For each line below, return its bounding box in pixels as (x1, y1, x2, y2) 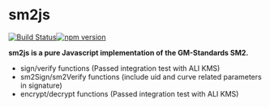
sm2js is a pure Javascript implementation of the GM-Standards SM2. (8, 47, 249, 57)
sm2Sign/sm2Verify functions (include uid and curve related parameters (19, 72, 262, 81)
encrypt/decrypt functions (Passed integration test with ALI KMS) (19, 88, 239, 98)
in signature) (19, 80, 62, 90)
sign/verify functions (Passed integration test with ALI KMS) (19, 63, 221, 73)
